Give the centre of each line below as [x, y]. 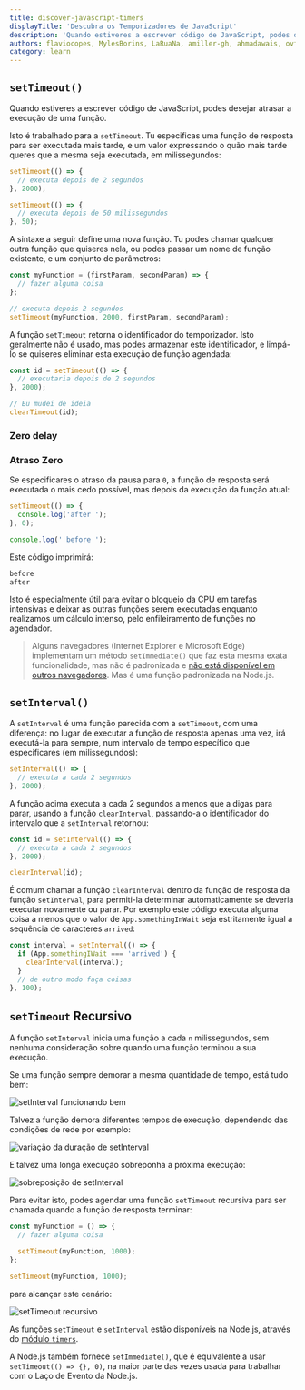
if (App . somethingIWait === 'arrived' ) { [97, 954]
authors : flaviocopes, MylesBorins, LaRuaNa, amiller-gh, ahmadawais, [146, 43]
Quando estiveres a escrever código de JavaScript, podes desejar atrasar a [151, 108]
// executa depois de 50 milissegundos [93, 213]
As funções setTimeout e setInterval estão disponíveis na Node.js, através [150, 1329]
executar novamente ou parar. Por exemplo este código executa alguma [144, 909]
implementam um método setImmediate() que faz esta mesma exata [159, 655]
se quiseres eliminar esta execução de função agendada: [125, 354]
